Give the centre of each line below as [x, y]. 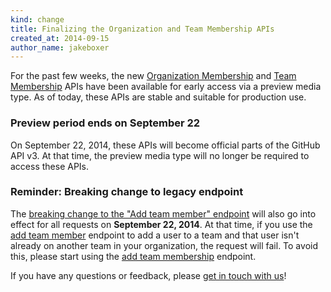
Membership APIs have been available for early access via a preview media [166, 87]
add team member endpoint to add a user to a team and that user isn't [155, 235]
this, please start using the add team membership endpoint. [133, 256]
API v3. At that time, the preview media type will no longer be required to [160, 155]
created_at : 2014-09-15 [60, 38]
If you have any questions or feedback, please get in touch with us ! [148, 275]
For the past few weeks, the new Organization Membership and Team [153, 76]
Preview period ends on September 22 [105, 123]
